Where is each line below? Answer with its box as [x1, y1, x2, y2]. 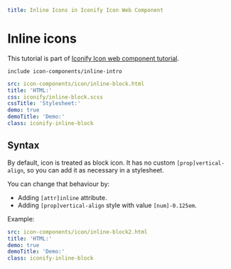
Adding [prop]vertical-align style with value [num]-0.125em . [17, 201, 197, 209]
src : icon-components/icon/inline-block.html [7, 80, 144, 87]
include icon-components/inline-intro [7, 67, 122, 75]
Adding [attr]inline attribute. [17, 193, 107, 202]
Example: [7, 214, 35, 223]
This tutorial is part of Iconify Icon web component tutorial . [7, 54, 180, 62]
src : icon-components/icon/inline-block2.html [7, 228, 148, 236]
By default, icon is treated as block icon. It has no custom [7, 158, 176, 167]
